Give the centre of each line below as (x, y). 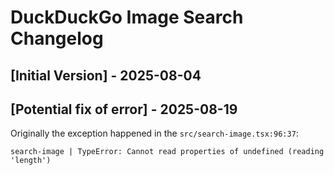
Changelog (57, 38)
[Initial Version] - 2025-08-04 (106, 75)
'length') (31, 161)
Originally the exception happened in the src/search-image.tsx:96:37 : (154, 133)
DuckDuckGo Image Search (127, 17)
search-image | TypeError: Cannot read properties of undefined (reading (167, 152)
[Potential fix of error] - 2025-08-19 (124, 109)
